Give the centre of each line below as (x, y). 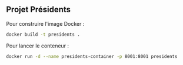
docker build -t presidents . (43, 35)
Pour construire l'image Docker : (45, 23)
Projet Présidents (39, 10)
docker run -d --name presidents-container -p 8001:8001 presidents (92, 56)
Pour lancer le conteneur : (38, 46)
